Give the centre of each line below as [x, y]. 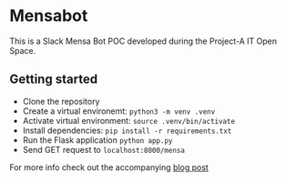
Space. [23, 50]
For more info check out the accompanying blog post [109, 167]
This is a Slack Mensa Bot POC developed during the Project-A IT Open [143, 41]
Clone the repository [61, 101]
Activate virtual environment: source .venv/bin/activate [128, 120]
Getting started [54, 80]
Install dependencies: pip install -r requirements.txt [127, 130]
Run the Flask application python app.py [97, 140]
